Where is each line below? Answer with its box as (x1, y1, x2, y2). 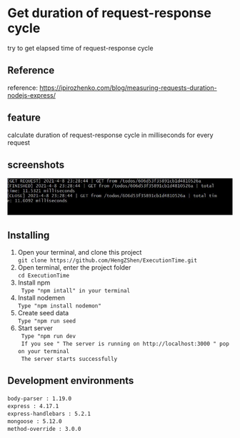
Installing (7, 229, 50, 241)
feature (7, 112, 41, 124)
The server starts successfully (21, 355, 118, 363)
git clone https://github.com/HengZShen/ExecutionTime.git (17, 257, 198, 265)
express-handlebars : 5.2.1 (7, 410, 91, 417)
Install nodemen (17, 294, 66, 302)
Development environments (7, 375, 134, 387)
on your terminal (17, 348, 70, 355)
